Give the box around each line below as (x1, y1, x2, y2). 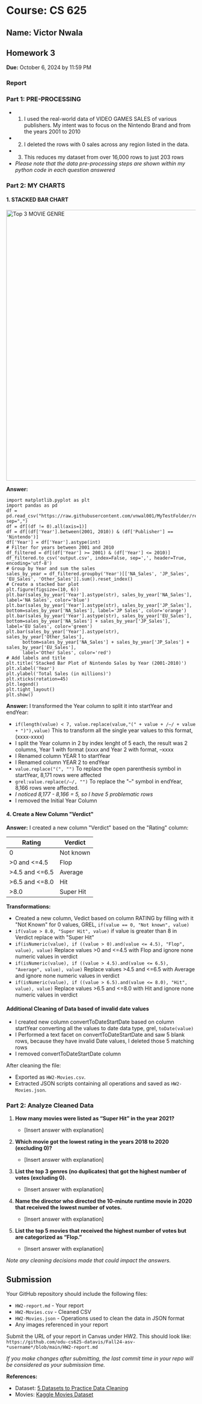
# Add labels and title (6, 655, 66, 661)
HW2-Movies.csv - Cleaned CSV (14, 1308, 91, 1316)
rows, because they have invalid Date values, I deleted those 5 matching (14, 1037, 194, 1045)
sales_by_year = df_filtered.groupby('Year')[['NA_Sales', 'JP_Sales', (6, 570, 189, 577)
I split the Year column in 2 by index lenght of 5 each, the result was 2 (14, 739, 188, 746)
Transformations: (6, 903, 51, 910)
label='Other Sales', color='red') (22, 650, 112, 656)
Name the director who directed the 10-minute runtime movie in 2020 (14, 1197, 192, 1205)
